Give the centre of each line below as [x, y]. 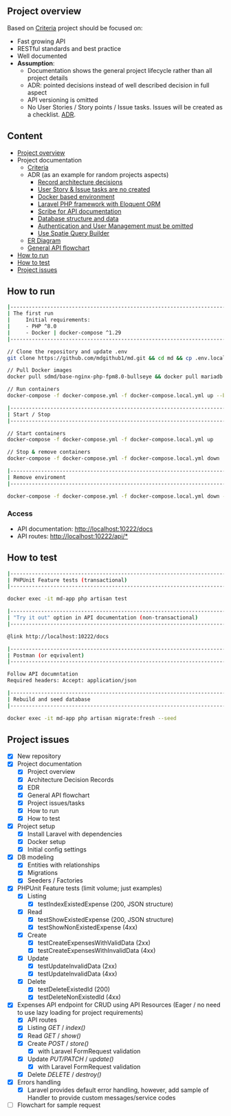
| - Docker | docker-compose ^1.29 [64, 333]
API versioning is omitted [63, 100]
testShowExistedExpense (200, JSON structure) [106, 919]
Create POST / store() [58, 1043]
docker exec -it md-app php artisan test [67, 599]
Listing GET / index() [56, 1028]
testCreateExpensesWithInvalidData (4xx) [97, 950]
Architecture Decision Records [70, 779]
